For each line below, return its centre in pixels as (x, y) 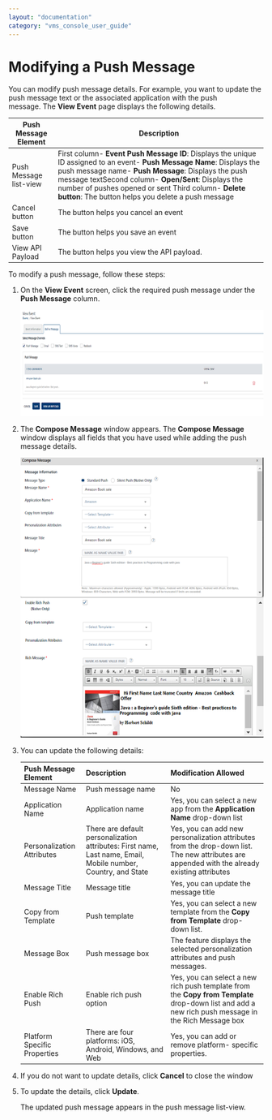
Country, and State (117, 872)
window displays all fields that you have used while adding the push (133, 437)
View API (27, 248)
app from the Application (212, 809)
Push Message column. (60, 299)
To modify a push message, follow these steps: (87, 274)
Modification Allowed (207, 773)
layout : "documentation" (50, 17)
